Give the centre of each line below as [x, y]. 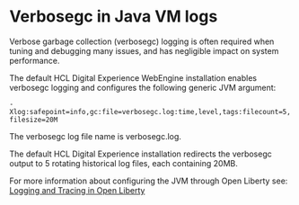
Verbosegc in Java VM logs [114, 17]
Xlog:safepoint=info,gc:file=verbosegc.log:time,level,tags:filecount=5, [150, 111]
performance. [35, 60]
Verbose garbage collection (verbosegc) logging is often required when [142, 41]
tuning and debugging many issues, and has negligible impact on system [144, 50]
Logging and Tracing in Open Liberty [77, 190]
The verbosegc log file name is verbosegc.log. [96, 136]
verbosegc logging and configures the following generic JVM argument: [143, 87]
